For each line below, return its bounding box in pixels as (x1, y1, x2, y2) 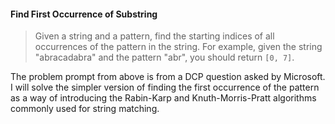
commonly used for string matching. (10, 103, 160, 115)
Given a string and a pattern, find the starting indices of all (34, 30, 275, 42)
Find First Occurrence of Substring (10, 8, 158, 20)
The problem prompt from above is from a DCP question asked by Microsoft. (10, 71, 326, 83)
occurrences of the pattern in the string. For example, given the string (34, 41, 323, 53)
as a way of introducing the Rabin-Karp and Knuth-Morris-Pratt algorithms (10, 92, 317, 104)
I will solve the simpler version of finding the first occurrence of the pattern (10, 81, 320, 94)
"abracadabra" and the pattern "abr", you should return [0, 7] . (34, 51, 295, 64)
